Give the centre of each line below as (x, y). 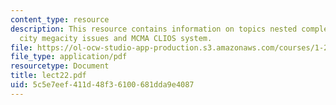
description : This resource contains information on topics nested (154, 29)
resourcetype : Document (60, 66)
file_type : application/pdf (69, 57)
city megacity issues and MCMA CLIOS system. (116, 38)
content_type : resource (60, 19)
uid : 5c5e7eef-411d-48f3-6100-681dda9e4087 (102, 85)
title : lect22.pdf (48, 76)
